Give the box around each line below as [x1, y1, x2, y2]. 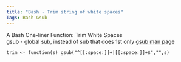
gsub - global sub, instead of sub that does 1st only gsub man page [6, 38, 175, 45]
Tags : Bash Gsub [6, 15, 47, 21]
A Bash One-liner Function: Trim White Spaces [6, 31, 123, 38]
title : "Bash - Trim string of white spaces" [6, 9, 123, 15]
